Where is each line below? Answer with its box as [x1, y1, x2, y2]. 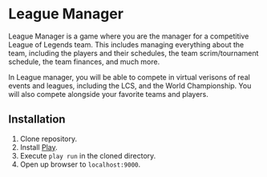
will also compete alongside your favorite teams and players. [8, 89, 208, 99]
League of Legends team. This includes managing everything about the [8, 39, 245, 49]
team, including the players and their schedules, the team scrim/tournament [8, 48, 259, 58]
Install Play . [19, 142, 58, 152]
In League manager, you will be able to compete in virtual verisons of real [8, 72, 250, 82]
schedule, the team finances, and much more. [8, 57, 160, 66]
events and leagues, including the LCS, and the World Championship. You [8, 81, 252, 91]
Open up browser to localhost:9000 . [19, 159, 141, 169]
